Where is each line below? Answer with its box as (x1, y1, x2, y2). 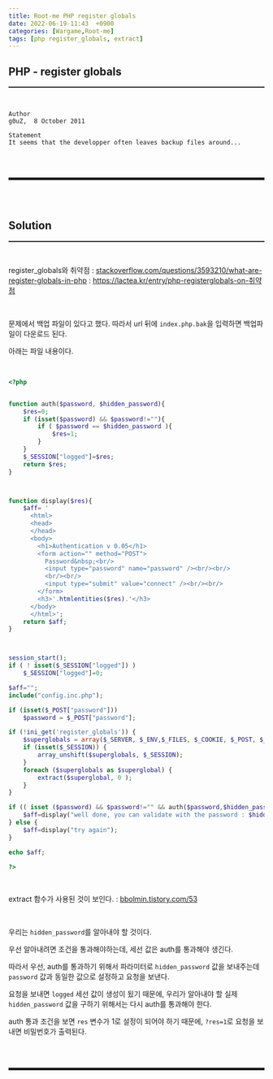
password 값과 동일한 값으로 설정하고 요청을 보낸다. (8, 972, 170, 981)
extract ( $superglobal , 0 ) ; (37, 773, 132, 782)
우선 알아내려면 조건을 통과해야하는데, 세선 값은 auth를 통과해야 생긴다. (8, 944, 234, 955)
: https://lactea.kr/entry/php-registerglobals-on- (88, 275, 249, 285)
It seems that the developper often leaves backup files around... (8, 139, 242, 147)
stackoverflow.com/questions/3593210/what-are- (95, 265, 262, 275)
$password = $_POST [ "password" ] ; (23, 713, 136, 721)
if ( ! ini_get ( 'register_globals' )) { (8, 728, 136, 736)
